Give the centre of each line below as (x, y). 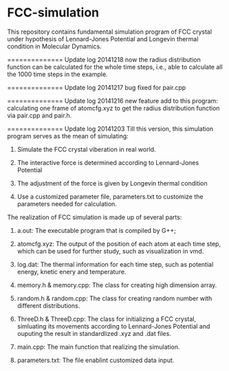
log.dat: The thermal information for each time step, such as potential (115, 264)
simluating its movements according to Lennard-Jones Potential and (113, 326)
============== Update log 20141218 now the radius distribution (104, 59)
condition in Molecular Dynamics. (54, 46)
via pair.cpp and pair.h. (40, 115)
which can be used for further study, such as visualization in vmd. (110, 251)
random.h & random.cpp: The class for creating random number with (115, 298)
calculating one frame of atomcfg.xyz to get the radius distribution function (113, 108)
